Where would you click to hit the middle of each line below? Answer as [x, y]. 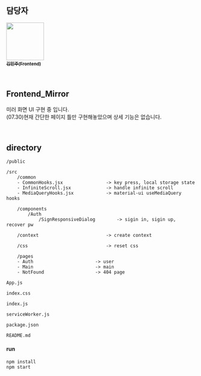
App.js [14, 283]
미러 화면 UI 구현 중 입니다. [38, 109]
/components [32, 209]
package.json [23, 325]
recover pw [20, 225]
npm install [21, 362]
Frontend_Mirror [38, 94]
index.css [19, 293]
